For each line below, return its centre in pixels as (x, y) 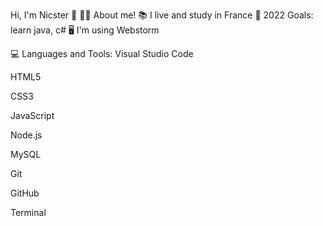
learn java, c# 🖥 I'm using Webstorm (85, 30)
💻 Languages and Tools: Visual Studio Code (102, 53)
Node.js (26, 135)
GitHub (25, 193)
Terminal (28, 212)
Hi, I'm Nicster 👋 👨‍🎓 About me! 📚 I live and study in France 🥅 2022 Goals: (162, 15)
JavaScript (32, 115)
